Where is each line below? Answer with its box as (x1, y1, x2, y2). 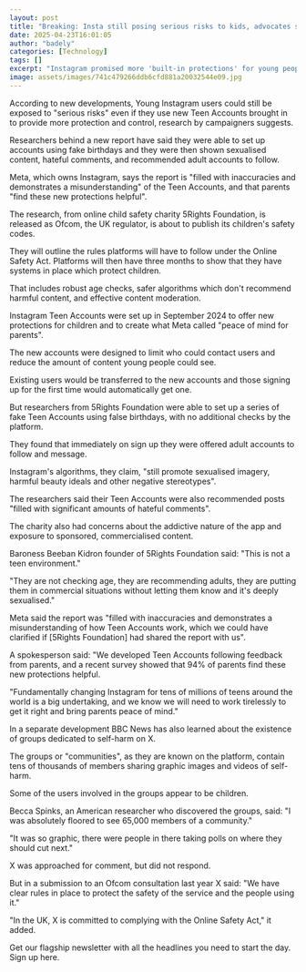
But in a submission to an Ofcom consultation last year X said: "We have (9, 877, 280, 888)
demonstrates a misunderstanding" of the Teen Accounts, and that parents (9, 181, 291, 192)
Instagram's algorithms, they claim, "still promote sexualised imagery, (9, 466, 270, 476)
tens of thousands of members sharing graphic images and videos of (9, 760, 269, 771)
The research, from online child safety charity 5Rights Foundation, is (9, 209, 266, 220)
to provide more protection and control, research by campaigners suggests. (9, 117, 294, 128)
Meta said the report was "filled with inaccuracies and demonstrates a (9, 612, 273, 623)
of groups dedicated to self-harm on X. (9, 732, 157, 743)
